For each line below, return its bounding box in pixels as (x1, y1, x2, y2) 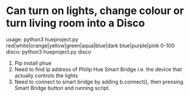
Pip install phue (14, 60, 52, 67)
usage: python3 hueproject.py (6, 36, 79, 43)
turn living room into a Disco (6, 16, 145, 30)
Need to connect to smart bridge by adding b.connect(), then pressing (14, 78, 184, 85)
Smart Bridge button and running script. (14, 84, 110, 91)
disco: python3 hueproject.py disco (6, 48, 92, 55)
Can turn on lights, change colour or (6, 4, 184, 18)
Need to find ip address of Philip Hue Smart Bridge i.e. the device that (14, 65, 182, 72)
